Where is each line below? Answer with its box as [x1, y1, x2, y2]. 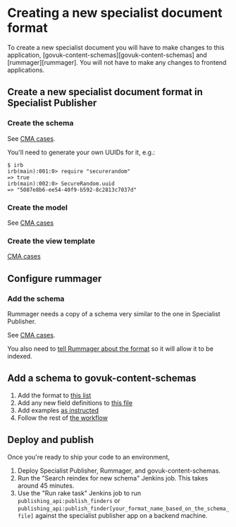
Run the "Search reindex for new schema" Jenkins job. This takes [17, 473, 209, 482]
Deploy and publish [7, 434, 94, 446]
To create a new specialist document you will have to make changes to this [7, 43, 225, 51]
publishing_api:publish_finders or [17, 496, 121, 504]
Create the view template [7, 236, 95, 246]
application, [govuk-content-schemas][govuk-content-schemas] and [7, 51, 208, 59]
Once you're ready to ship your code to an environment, [7, 452, 170, 461]
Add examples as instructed [17, 406, 99, 414]
